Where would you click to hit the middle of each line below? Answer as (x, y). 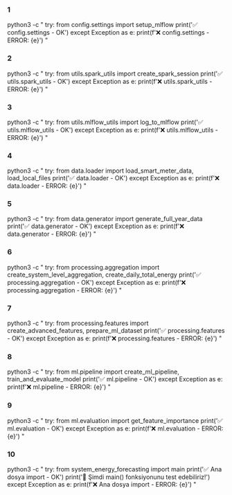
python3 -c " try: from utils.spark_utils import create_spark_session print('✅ (115, 73)
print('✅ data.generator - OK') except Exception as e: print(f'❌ (96, 226)
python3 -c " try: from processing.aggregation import (83, 267)
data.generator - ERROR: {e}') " (52, 234)
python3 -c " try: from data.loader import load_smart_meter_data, (100, 171)
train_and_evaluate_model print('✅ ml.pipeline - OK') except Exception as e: (115, 379)
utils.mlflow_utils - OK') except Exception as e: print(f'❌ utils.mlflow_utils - (113, 130)
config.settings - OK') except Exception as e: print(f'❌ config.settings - (108, 33)
